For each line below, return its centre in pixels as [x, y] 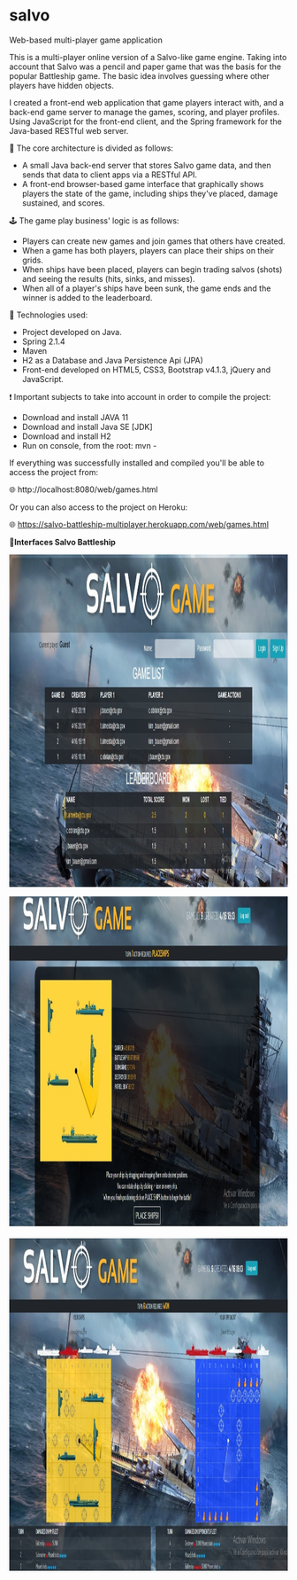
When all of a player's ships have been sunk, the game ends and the [146, 288]
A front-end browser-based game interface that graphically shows [143, 184]
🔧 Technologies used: [49, 315]
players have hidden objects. [62, 85]
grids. [33, 260]
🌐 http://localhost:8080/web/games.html [84, 489]
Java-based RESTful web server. [69, 130]
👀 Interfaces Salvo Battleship [63, 542]
